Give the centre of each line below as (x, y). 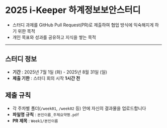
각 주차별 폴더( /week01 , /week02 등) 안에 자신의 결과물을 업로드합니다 (79, 108)
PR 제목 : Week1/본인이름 (35, 121)
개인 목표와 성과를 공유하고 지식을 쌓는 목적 (54, 37)
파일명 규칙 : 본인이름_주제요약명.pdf (46, 114)
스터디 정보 (21, 59)
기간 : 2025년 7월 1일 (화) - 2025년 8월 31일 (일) (60, 72)
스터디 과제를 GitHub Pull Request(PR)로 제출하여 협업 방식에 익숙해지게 (83, 25)
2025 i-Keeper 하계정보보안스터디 (73, 10)
